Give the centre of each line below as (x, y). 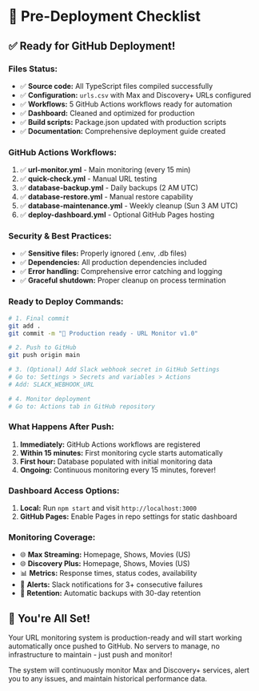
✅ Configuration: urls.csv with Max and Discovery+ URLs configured (135, 94)
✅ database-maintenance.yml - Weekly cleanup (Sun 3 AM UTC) (129, 206)
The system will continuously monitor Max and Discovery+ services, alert (129, 670)
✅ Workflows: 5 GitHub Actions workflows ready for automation (126, 104)
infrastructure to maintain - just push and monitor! (90, 655)
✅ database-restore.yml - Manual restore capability (106, 197)
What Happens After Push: (61, 427)
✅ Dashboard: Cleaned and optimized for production (107, 113)
